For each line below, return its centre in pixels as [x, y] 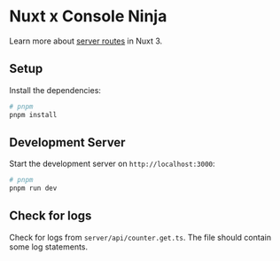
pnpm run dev [33, 188]
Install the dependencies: [55, 90]
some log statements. [49, 247]
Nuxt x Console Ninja [88, 16]
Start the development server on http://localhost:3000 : [112, 164]
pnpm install [33, 115]
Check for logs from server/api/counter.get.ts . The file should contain [140, 237]
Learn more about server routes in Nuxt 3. [86, 41]
